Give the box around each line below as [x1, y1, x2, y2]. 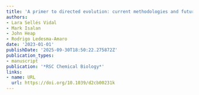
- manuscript [6, 58, 38, 64]
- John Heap [6, 31, 36, 37]
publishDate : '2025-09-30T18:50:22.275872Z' [6, 47, 118, 53]
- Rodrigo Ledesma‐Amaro [6, 36, 68, 42]
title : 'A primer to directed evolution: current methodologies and [6, 8, 179, 15]
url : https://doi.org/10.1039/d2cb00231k [11, 80, 115, 86]
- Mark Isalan [6, 25, 41, 31]
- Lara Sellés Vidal [6, 19, 57, 25]
